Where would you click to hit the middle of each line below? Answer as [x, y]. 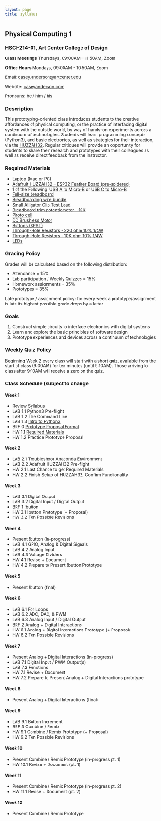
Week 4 [13, 528]
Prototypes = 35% [30, 289]
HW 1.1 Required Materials [38, 432]
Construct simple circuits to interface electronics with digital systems [81, 327]
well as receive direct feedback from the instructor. [56, 155]
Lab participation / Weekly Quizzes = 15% [54, 279]
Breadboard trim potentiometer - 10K [49, 210]
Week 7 [13, 646]
